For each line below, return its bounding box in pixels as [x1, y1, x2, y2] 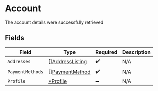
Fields [5, 34, 25, 42]
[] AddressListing [48, 58, 87, 65]
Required [95, 48, 118, 55]
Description [122, 48, 151, 55]
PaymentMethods [7, 69, 44, 75]
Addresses [7, 59, 31, 65]
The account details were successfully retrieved [5, 19, 104, 25]
